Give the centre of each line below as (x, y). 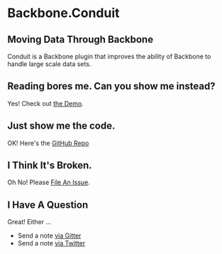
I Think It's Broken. (50, 165)
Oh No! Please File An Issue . (49, 182)
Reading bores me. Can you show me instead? (111, 86)
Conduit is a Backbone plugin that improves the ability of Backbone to (109, 56)
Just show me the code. (61, 126)
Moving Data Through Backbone (81, 39)
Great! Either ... (29, 222)
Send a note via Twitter (51, 243)
